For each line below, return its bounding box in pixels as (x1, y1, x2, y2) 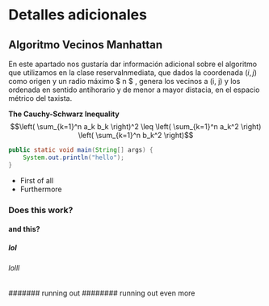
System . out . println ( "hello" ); (23, 153, 125, 161)
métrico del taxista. (8, 94, 73, 103)
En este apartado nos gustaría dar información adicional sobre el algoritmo (8, 59, 257, 69)
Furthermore (19, 184, 62, 194)
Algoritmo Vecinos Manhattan (8, 38, 163, 52)
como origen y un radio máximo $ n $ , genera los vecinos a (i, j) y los (8, 77, 241, 86)
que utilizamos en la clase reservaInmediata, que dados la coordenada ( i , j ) (8, 68, 257, 78)
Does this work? (8, 204, 74, 216)
